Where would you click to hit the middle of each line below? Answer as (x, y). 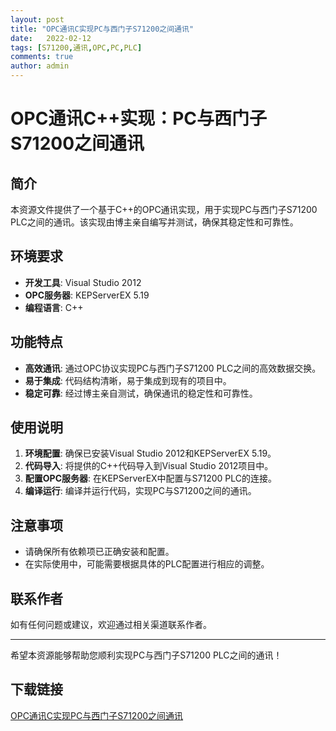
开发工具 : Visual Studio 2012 (83, 282)
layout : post (37, 19)
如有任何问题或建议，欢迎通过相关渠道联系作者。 (111, 625)
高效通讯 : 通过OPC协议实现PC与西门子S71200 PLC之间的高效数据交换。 (173, 368)
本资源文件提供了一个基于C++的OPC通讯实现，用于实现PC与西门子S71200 (164, 209)
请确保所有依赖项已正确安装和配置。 (99, 552)
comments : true (42, 57)
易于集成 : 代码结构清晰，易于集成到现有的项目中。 (128, 380)
